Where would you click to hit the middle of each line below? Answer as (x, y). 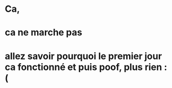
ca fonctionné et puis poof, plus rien (83, 67)
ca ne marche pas (44, 33)
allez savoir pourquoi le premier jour (83, 56)
